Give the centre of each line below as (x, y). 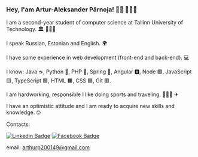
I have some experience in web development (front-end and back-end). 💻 (98, 58)
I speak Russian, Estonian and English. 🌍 (57, 44)
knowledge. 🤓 (23, 112)
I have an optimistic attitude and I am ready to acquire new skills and (91, 106)
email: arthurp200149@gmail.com (48, 147)
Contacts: (18, 124)
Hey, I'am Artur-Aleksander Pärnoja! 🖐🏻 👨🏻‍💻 (72, 10)
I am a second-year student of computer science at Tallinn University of (95, 23)
